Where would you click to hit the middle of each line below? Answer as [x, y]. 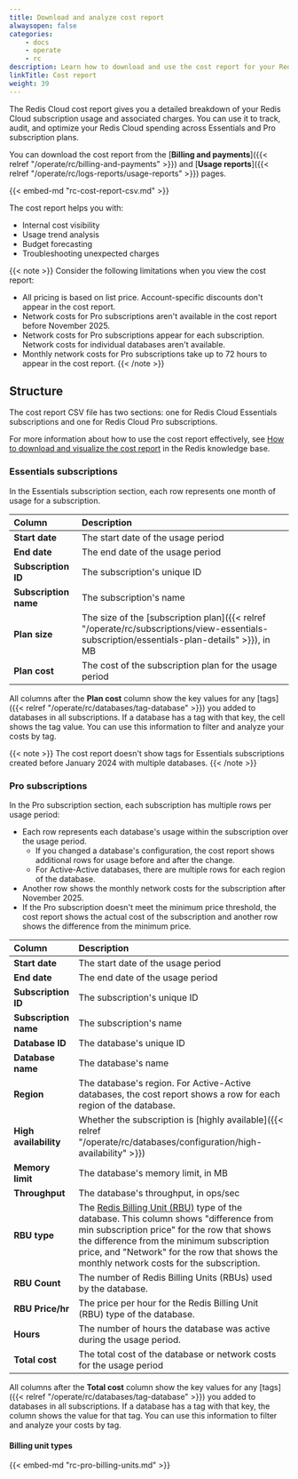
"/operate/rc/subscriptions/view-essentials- [175, 628]
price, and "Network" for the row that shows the [178, 1252]
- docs [37, 42]
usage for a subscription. [55, 500]
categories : [31, 34]
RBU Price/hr [42, 1309]
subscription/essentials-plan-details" [161, 639]
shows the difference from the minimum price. [106, 926]
